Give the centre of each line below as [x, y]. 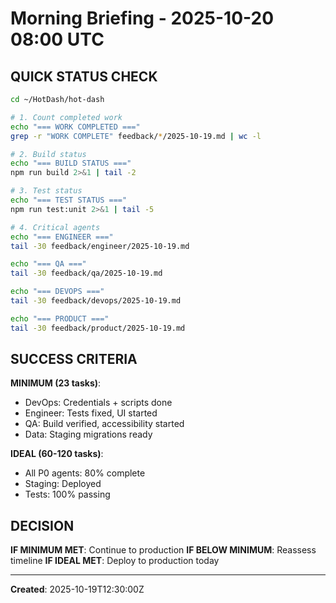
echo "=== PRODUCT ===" [60, 318]
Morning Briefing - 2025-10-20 [142, 18]
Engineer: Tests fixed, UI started [91, 413]
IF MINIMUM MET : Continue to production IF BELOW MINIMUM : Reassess [163, 550]
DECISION [42, 525]
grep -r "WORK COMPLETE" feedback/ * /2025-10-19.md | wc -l [136, 136]
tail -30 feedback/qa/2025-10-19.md [86, 273]
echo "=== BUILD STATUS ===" [71, 163]
